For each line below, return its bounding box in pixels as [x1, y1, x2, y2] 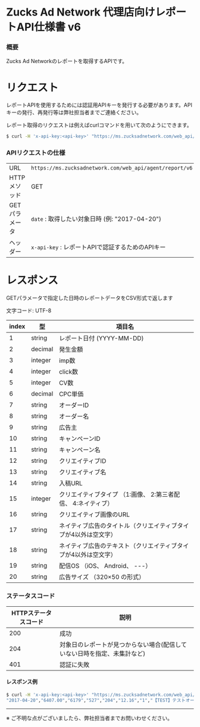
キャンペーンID [58, 434, 101, 443]
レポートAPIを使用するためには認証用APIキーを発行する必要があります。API [6, 102, 192, 109]
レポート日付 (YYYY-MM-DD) [58, 334, 144, 342]
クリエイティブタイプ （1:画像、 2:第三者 [58, 490, 174, 499]
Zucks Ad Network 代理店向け [6, 5, 155, 19]
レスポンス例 [6, 678, 37, 685]
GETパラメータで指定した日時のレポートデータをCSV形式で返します [6, 294, 174, 301]
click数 [58, 367, 79, 375]
